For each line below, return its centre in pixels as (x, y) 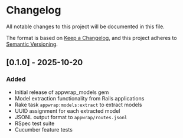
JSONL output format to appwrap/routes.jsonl (71, 117)
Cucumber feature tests (43, 129)
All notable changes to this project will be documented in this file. (86, 26)
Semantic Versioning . (32, 44)
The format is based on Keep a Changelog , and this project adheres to (91, 38)
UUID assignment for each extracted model (67, 111)
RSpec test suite (35, 123)
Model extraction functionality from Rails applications (79, 98)
